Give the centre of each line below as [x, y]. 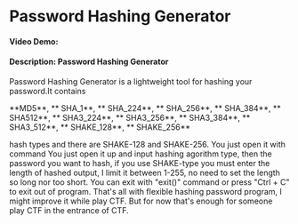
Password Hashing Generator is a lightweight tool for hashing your [131, 81]
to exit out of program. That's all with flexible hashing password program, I [146, 191]
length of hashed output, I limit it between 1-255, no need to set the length [145, 172]
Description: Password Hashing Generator [89, 62]
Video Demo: [34, 41]
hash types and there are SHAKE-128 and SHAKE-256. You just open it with [148, 144]
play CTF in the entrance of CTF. [69, 210]
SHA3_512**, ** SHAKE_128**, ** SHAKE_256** [100, 127]
